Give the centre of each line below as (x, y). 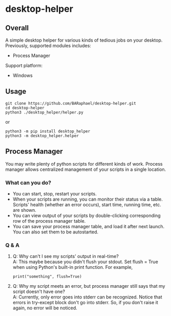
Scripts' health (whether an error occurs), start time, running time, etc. (87, 204)
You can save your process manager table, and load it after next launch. (89, 226)
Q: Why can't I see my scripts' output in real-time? (66, 256)
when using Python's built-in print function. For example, (73, 267)
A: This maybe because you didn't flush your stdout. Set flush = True (85, 262)
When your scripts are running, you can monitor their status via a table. (88, 199)
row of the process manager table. (49, 221)
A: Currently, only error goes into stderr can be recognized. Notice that (87, 297)
